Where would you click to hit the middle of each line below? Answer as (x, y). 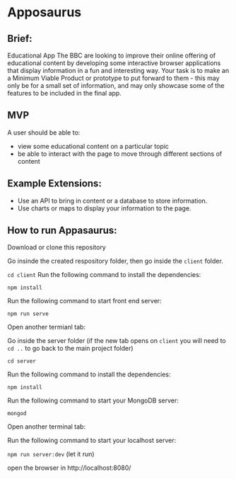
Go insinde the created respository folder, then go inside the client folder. (116, 261)
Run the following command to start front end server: (84, 301)
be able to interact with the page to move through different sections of (120, 154)
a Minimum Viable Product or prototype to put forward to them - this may (114, 78)
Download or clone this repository (57, 247)
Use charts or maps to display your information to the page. (104, 208)
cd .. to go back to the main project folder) (70, 349)
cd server (22, 361)
